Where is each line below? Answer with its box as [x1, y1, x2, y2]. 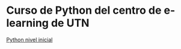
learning [6, 16, 49, 30]
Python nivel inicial [6, 36, 53, 43]
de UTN [51, 16, 90, 30]
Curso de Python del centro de [6, 4, 162, 17]
